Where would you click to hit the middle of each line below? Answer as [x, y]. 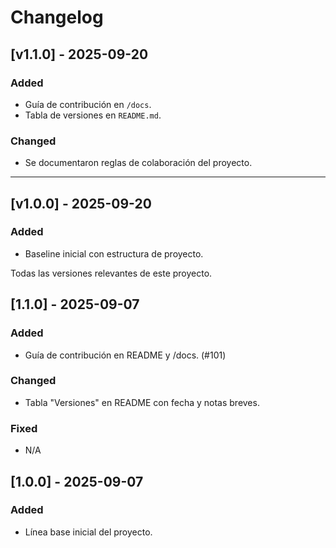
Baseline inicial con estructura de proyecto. [114, 253]
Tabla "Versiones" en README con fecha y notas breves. [142, 402]
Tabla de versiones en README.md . [93, 115]
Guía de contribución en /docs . [88, 104]
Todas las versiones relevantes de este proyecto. [111, 273]
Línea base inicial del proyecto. [88, 532]
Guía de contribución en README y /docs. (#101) [125, 355]
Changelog [57, 17]
